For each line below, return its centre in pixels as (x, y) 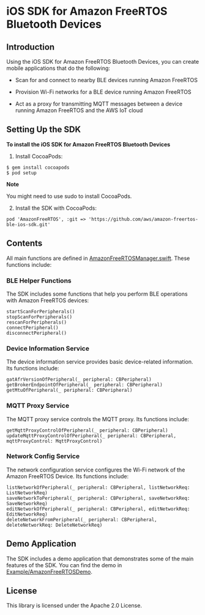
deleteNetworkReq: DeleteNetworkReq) (54, 525)
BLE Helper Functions (39, 280)
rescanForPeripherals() (37, 322)
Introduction (31, 47)
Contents (24, 243)
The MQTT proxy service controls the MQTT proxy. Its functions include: (98, 419)
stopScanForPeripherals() (39, 317)
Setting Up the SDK (44, 130)
